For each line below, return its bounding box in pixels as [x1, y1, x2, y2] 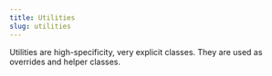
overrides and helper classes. [9, 56, 121, 67]
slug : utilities [9, 22, 71, 31]
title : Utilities [9, 13, 76, 23]
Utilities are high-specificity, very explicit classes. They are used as [9, 46, 263, 57]
